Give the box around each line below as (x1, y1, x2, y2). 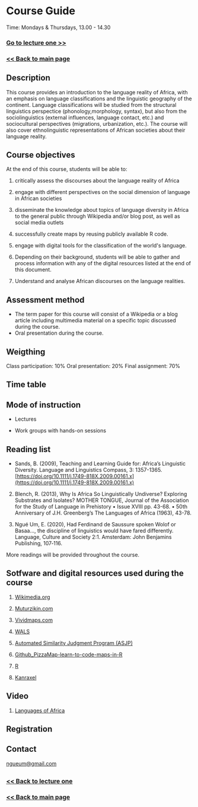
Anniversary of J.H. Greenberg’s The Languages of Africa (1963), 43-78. (14, 509, 191, 517)
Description (6, 73, 50, 83)
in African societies (14, 195, 62, 202)
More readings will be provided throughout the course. (6, 551, 140, 558)
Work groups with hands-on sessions (14, 427, 107, 434)
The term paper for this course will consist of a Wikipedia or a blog (14, 310, 178, 318)
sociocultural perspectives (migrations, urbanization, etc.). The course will (6, 120, 188, 127)
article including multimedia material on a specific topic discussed (14, 317, 177, 324)
